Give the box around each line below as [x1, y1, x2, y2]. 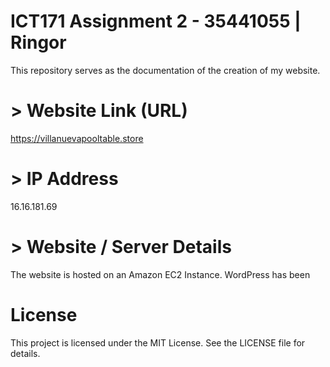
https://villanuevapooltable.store [10, 132, 144, 144]
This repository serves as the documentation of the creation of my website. [10, 64, 321, 76]
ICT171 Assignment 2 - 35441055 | [10, 10, 302, 33]
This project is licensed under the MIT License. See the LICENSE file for [10, 336, 306, 349]
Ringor [10, 31, 67, 54]
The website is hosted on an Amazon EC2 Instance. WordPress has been [10, 268, 311, 280]
